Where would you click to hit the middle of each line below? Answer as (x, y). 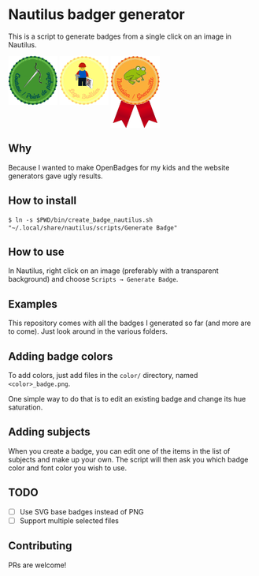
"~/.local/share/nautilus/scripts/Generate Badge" (93, 228)
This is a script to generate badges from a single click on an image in (120, 36)
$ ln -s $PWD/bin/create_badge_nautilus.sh (81, 220)
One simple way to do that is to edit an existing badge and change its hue (127, 399)
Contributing (40, 546)
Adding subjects (49, 432)
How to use (36, 252)
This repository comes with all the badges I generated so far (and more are (130, 323)
